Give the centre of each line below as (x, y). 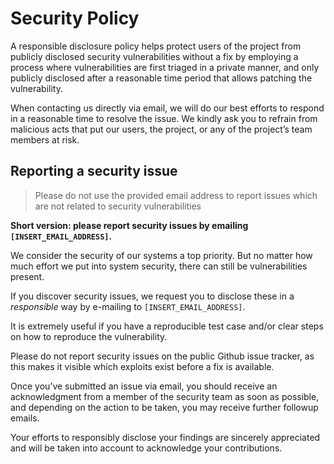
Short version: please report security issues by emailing (129, 225)
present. (27, 276)
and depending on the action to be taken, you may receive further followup (164, 407)
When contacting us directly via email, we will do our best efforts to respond (167, 108)
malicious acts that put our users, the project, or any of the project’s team (161, 129)
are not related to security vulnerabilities (118, 206)
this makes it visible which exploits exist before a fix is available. (142, 366)
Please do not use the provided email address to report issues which (176, 195)
